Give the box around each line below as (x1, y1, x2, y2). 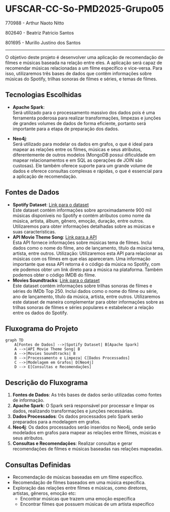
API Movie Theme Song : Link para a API (12, 234, 97, 240)
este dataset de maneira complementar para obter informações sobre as (12, 298, 164, 305)
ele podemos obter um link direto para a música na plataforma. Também (12, 266, 163, 273)
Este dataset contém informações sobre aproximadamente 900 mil (12, 207, 152, 213)
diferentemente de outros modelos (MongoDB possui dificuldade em (12, 152, 156, 158)
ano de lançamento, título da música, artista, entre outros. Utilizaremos (12, 293, 160, 299)
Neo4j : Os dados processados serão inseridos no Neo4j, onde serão (12, 424, 156, 430)
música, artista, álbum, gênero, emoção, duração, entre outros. (12, 218, 144, 224)
